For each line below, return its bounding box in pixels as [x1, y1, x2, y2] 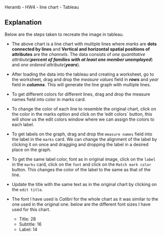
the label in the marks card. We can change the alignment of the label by [11, 136, 158, 142]
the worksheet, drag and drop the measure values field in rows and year [11, 76, 159, 82]
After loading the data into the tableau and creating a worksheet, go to [11, 71, 154, 77]
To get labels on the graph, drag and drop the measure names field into [11, 131, 153, 137]
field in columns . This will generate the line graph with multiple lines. [11, 81, 151, 87]
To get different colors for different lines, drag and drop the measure [11, 91, 150, 97]
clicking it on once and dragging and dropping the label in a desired [11, 141, 149, 147]
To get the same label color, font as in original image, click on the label [11, 156, 156, 162]
